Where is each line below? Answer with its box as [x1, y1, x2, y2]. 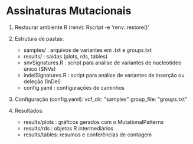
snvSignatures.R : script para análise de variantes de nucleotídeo [23, 59, 182, 66]
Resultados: [14, 107, 44, 114]
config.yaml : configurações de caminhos [23, 84, 125, 91]
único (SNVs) [23, 65, 56, 72]
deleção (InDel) [23, 78, 61, 85]
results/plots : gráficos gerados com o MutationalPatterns [23, 118, 164, 125]
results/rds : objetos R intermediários [23, 125, 114, 132]
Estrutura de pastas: [14, 35, 64, 42]
